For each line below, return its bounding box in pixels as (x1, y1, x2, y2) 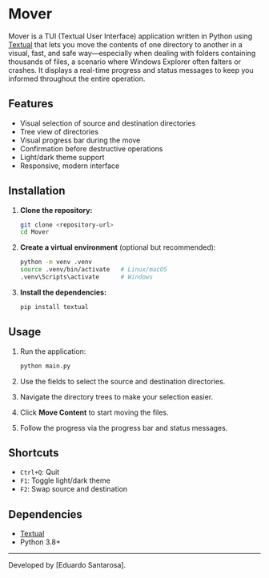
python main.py (19, 362, 71, 370)
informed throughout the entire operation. (8, 74, 146, 83)
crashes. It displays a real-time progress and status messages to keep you (8, 65, 254, 74)
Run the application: (19, 346, 86, 356)
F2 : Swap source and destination (19, 484, 128, 494)
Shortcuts (8, 446, 59, 460)
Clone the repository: (19, 205, 93, 215)
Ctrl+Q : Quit (19, 468, 60, 477)
